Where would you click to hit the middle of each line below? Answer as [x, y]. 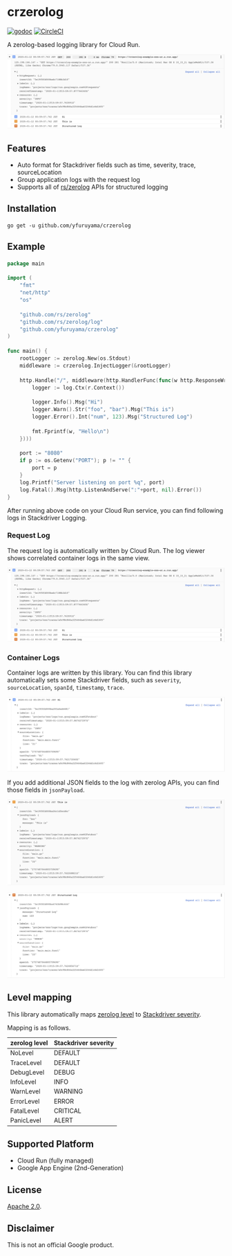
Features [27, 148]
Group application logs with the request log [78, 180]
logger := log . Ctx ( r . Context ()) [79, 388]
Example [26, 247]
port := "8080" [41, 453]
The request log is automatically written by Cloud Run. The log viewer [106, 550]
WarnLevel [25, 1091]
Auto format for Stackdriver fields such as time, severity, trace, [106, 165]
